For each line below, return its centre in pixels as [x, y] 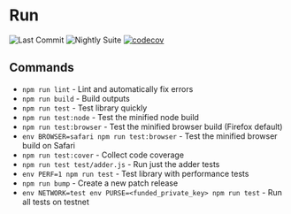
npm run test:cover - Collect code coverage [103, 155]
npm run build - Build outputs [76, 98]
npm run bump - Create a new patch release [100, 183]
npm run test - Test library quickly [84, 108]
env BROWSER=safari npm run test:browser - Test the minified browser [149, 136]
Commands [42, 68]
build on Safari [49, 145]
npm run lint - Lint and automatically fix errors [107, 88]
